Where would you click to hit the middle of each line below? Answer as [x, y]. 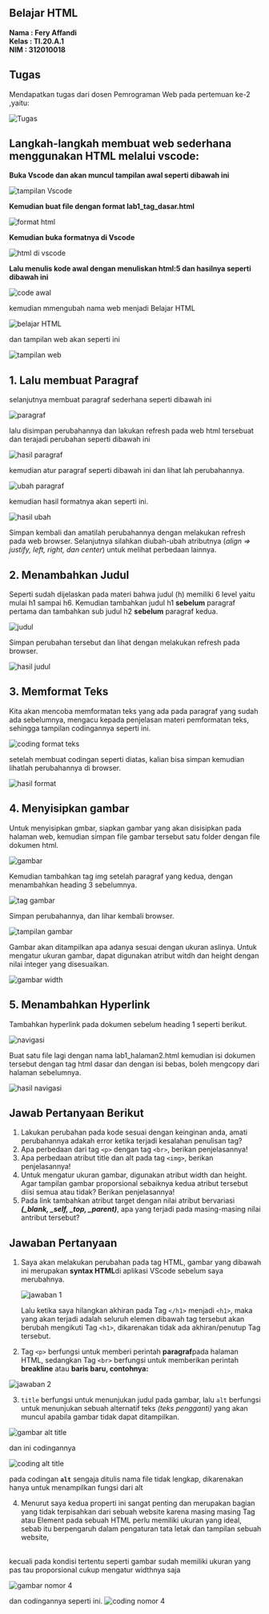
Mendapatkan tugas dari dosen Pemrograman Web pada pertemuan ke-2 [130, 94]
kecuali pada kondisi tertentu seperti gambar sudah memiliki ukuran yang [130, 1562]
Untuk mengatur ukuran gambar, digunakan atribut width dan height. [134, 1175]
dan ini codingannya [42, 1448]
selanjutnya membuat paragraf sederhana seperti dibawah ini [110, 400]
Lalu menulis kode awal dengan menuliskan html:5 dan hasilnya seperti [130, 269]
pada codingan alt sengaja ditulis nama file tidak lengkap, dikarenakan [126, 1479]
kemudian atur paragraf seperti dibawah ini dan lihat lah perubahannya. [127, 471]
